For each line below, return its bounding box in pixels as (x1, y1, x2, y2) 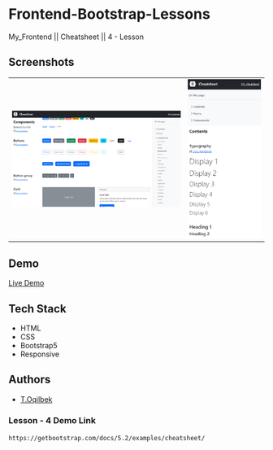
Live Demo (8, 278, 45, 288)
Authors (8, 373, 51, 387)
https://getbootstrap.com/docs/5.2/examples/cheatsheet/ (8, 435, 206, 443)
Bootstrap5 (19, 340, 58, 350)
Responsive (19, 349, 59, 359)
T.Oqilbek (19, 394, 53, 404)
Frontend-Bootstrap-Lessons (8, 5, 211, 24)
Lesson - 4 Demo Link (8, 414, 96, 426)
